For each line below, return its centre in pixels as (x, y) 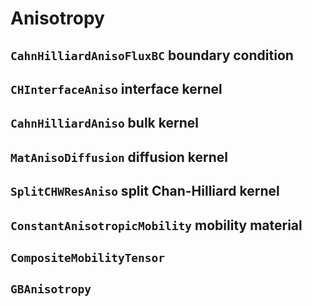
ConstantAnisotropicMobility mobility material (156, 225)
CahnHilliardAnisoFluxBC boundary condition (152, 55)
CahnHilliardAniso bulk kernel (104, 123)
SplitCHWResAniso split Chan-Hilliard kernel (145, 191)
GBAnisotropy (51, 289)
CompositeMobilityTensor (88, 257)
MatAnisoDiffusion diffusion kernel (119, 157)
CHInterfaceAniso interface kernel (116, 88)
